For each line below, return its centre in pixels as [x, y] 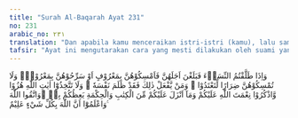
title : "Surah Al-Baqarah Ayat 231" [77, 17]
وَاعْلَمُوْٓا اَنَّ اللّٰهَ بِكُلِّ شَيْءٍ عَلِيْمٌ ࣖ [59, 104]
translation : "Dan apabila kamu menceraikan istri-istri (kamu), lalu [142, 42]
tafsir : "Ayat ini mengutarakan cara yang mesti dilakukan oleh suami [142, 51]
